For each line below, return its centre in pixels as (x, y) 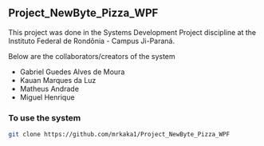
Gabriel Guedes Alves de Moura (72, 72)
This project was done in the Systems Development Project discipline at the (132, 32)
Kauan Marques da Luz (58, 80)
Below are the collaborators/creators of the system (92, 56)
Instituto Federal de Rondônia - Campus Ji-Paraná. (92, 41)
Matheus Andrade (49, 89)
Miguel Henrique (47, 97)
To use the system (45, 117)
